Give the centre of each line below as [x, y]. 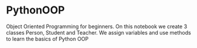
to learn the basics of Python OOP [47, 39]
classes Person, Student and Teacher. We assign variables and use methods [98, 32]
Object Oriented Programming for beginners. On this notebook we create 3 [97, 26]
